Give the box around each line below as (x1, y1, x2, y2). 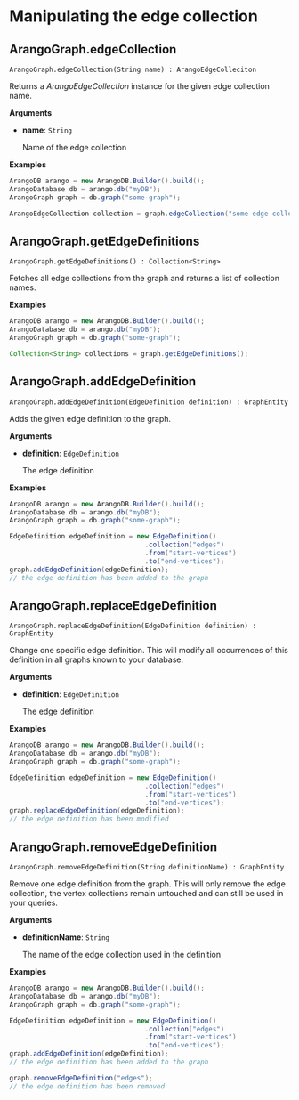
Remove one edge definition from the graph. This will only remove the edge (9, 878, 287, 889)
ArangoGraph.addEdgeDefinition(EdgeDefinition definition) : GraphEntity (9, 398, 289, 407)
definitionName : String (21, 932, 110, 942)
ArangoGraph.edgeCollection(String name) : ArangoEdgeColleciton (9, 65, 256, 74)
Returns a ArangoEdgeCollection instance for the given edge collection (9, 81, 270, 91)
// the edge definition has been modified (9, 814, 169, 824)
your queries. (9, 897, 58, 908)
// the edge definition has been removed (9, 1081, 166, 1091)
